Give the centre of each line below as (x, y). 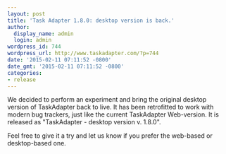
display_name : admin (44, 34)
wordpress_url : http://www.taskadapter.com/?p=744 (83, 54)
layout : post (26, 14)
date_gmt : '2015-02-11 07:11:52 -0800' (66, 66)
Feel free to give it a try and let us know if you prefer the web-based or (110, 136)
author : (19, 27)
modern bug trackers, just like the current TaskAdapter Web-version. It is (113, 114)
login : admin (33, 40)
